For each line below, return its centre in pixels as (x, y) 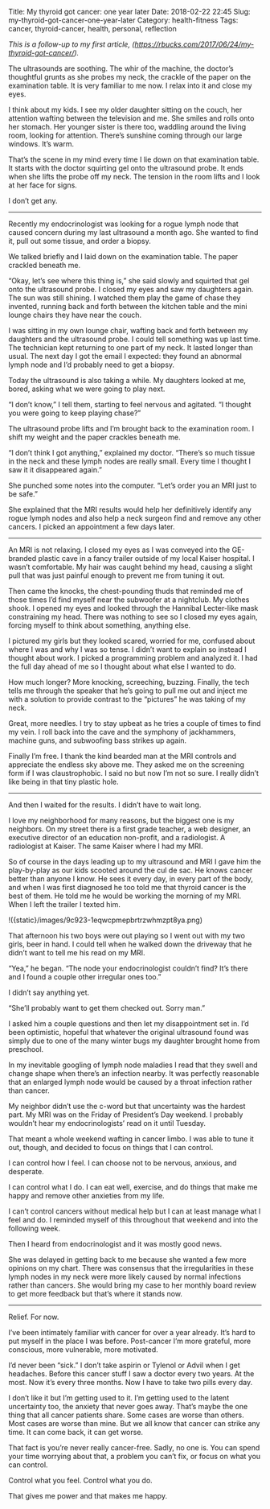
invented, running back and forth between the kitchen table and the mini (128, 306)
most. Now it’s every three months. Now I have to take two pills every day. (131, 1382)
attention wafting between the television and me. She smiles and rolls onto (131, 118)
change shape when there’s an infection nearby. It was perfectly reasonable (134, 1073)
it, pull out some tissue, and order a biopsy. (80, 241)
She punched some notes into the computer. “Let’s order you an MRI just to (133, 485)
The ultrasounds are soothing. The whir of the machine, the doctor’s (121, 68)
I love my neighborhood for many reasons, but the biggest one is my (121, 820)
